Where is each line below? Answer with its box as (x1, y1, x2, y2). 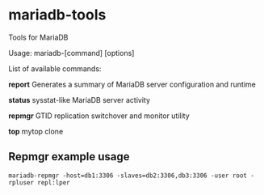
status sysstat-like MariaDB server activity (8, 95, 151, 104)
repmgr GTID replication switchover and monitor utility (8, 111, 190, 121)
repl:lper (37, 178, 70, 187)
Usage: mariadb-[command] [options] (8, 48, 135, 57)
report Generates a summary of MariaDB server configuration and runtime (8, 79, 256, 89)
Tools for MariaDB (8, 32, 69, 42)
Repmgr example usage (8, 150, 131, 163)
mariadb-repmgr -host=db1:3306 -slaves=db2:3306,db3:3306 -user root (8, 172, 248, 180)
